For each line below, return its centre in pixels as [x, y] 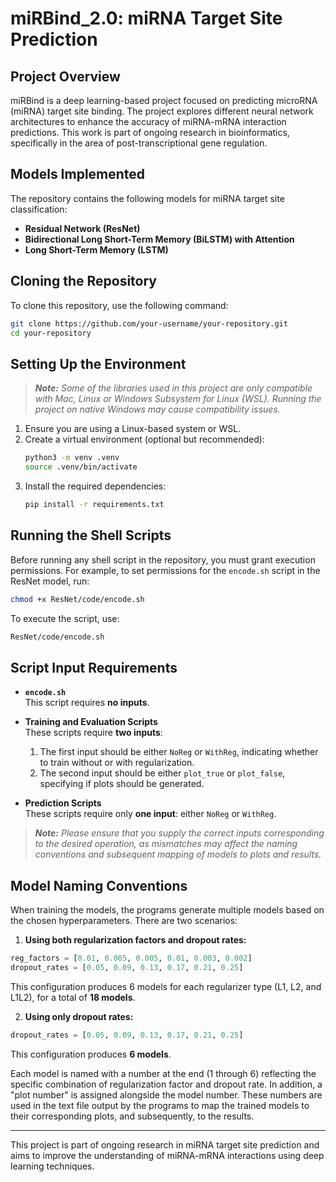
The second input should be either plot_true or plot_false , [162, 773]
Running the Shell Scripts [91, 535]
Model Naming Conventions [99, 885]
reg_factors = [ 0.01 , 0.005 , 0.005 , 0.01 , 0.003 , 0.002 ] [131, 958]
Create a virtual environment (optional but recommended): [144, 439]
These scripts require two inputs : [93, 733]
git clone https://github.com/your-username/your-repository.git [149, 323]
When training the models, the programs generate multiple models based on [167, 910]
